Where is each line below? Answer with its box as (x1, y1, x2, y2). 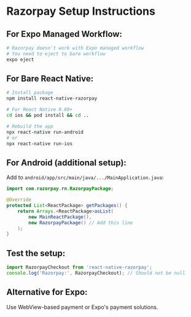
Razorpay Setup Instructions (6, 4, 155, 18)
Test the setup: (6, 248, 66, 259)
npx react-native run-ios (6, 140, 72, 147)
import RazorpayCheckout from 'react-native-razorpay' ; (6, 264, 152, 271)
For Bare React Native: (6, 74, 94, 84)
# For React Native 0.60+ (6, 106, 72, 113)
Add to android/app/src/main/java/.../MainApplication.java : (6, 174, 164, 181)
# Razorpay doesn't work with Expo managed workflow (6, 45, 144, 51)
